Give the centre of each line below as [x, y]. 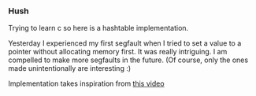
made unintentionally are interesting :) [70, 68]
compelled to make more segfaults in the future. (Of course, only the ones [128, 60]
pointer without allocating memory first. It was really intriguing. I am [118, 52]
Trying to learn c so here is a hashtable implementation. [98, 28]
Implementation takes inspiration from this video [86, 83]
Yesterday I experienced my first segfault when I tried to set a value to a [125, 43]
